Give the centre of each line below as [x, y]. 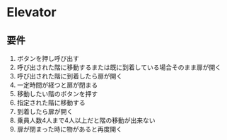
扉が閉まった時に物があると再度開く [70, 129]
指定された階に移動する [51, 103]
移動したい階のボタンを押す [57, 94]
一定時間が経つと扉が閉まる [57, 85]
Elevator [32, 12]
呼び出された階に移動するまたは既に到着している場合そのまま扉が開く [119, 67]
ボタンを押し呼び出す [48, 58]
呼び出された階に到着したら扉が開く [70, 76]
